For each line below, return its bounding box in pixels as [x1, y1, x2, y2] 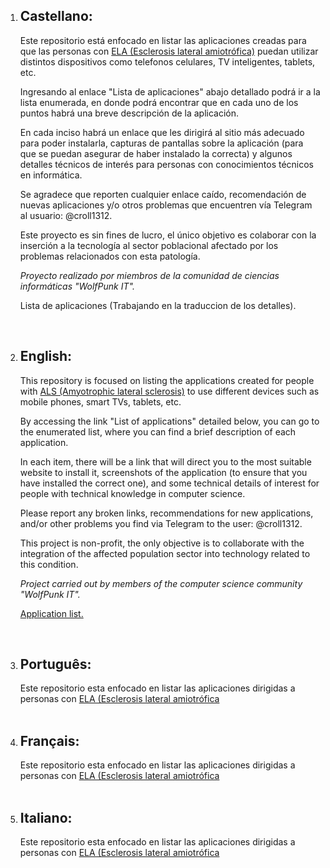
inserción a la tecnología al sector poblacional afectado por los [19, 239, 279, 251]
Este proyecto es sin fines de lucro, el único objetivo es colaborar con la [19, 229, 317, 241]
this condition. [19, 558, 79, 570]
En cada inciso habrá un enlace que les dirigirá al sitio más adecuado [19, 126, 305, 138]
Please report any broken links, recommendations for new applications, [19, 507, 314, 519]
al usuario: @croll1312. [19, 209, 113, 221]
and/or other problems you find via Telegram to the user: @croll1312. [19, 517, 303, 529]
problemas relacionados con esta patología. [19, 250, 201, 262]
